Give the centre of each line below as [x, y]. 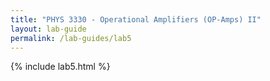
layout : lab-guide [48, 29]
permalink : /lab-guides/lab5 [71, 38]
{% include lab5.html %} [60, 67]
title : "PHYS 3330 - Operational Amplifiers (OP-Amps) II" [136, 19]
